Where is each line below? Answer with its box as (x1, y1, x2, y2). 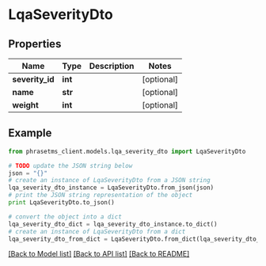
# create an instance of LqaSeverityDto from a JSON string (8, 177, 211, 184)
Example (8, 127, 52, 140)
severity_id (12, 74, 55, 85)
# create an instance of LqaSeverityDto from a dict (8, 227, 186, 235)
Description (89, 61, 135, 71)
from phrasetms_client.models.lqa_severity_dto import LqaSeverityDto (8, 147, 246, 155)
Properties (8, 37, 62, 51)
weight (12, 100, 40, 110)
